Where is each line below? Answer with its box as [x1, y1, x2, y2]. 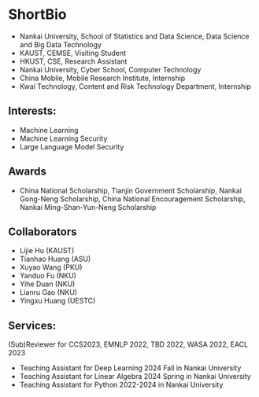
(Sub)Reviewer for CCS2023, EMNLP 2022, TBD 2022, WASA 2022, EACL [8, 340, 249, 349]
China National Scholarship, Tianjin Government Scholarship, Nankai [19, 186, 242, 195]
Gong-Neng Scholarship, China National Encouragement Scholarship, [19, 194, 246, 204]
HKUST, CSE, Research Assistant [19, 57, 128, 66]
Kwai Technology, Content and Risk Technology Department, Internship [19, 81, 252, 91]
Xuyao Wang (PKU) [19, 263, 83, 272]
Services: [8, 318, 57, 332]
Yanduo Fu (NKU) [19, 271, 77, 281]
